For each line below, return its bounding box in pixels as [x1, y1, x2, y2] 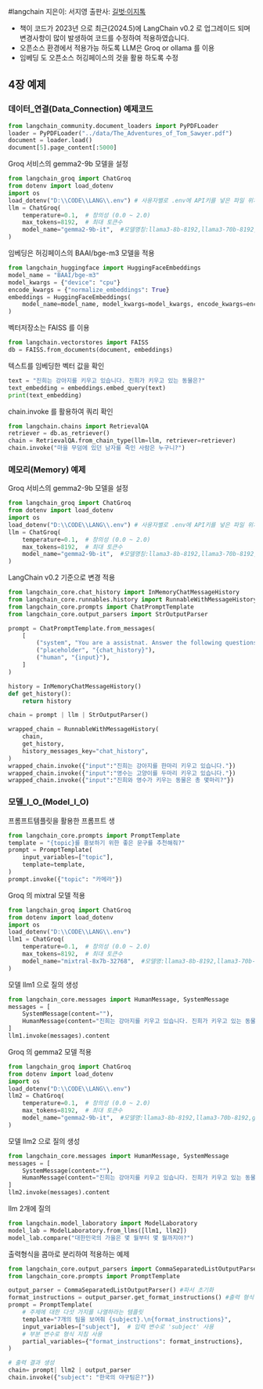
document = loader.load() [8, 137, 92, 144]
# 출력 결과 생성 [8, 1359, 55, 1367]
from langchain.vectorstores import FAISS [8, 338, 149, 347]
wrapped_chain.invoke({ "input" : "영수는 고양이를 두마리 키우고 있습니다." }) [8, 769, 236, 777]
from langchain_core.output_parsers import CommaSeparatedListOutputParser [8, 1265, 261, 1273]
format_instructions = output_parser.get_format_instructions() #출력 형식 [8, 1294, 254, 1302]
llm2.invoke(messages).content [8, 1189, 110, 1197]
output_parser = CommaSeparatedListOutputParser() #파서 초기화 [8, 1286, 214, 1294]
